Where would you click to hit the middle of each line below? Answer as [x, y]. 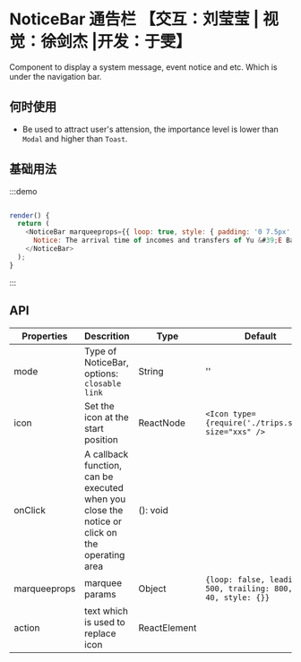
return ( [34, 224]
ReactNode [162, 423]
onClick [30, 510]
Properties [45, 336]
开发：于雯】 [145, 42]
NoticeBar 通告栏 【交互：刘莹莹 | [134, 19]
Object [153, 589]
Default [260, 336]
